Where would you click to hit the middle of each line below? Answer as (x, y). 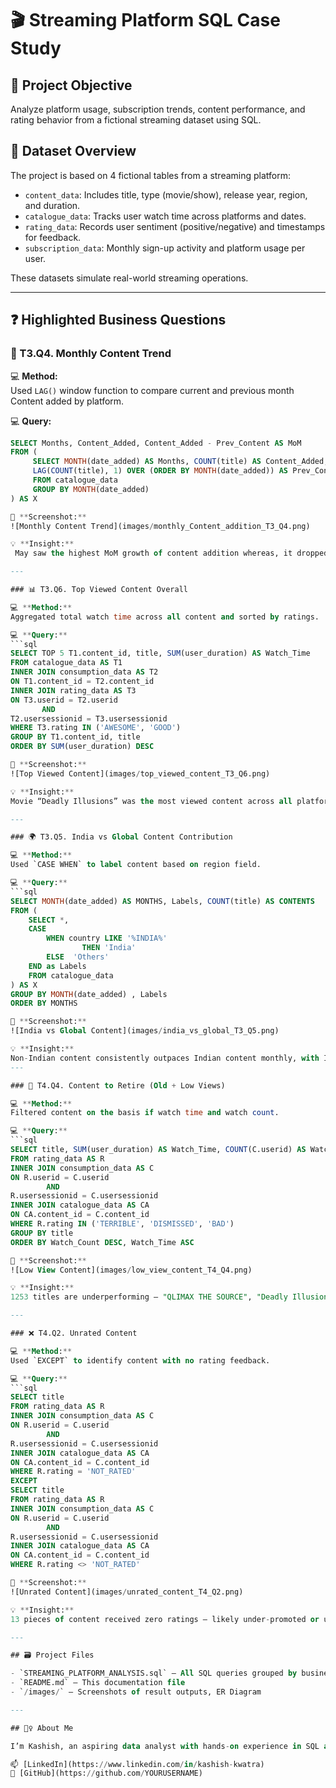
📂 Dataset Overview (73, 151)
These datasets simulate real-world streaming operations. (129, 278)
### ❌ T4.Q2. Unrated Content (74, 1333)
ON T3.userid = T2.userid (64, 700)
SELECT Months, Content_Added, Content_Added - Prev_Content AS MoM (156, 443)
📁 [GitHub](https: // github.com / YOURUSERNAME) (106, 1773)
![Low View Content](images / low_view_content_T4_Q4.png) (131, 1270)
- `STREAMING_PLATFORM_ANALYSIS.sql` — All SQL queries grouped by (154, 1673)
